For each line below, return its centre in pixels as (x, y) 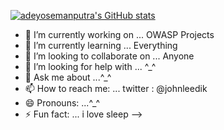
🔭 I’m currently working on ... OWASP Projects (119, 34)
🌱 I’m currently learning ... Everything (101, 45)
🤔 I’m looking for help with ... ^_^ (90, 66)
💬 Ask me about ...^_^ (68, 77)
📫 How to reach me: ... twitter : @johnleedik (116, 88)
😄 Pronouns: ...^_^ (62, 103)
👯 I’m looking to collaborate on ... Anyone (109, 56)
